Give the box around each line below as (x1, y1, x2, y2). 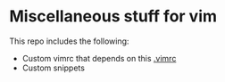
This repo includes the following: (9, 36, 129, 46)
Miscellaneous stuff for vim (9, 6, 217, 27)
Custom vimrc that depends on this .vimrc (21, 53, 177, 63)
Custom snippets (21, 62, 85, 73)
